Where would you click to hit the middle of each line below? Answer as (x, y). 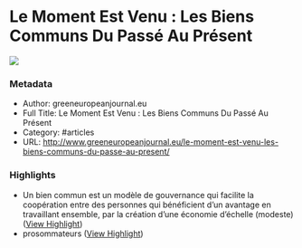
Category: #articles (58, 132)
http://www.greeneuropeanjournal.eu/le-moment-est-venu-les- (160, 142)
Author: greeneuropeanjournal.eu (85, 104)
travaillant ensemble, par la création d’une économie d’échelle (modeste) (158, 214)
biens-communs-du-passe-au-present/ (96, 152)
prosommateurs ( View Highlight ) (83, 234)
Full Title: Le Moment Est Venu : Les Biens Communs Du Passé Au (145, 113)
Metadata (31, 83)
